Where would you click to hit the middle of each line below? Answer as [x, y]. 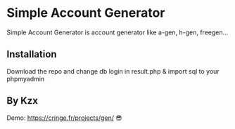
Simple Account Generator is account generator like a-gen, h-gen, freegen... [118, 32]
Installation [32, 54]
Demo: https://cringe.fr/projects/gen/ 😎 [64, 118]
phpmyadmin [26, 79]
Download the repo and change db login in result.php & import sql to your [113, 71]
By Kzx [22, 101]
